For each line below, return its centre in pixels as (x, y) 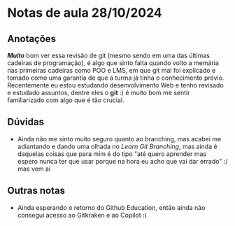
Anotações (32, 39)
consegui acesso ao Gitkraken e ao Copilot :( (82, 215)
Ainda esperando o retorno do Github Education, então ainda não (111, 207)
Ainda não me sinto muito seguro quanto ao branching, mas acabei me (119, 139)
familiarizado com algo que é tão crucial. (66, 100)
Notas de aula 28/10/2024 (85, 13)
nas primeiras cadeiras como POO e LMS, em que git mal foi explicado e (112, 70)
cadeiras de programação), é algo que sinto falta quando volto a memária (113, 63)
